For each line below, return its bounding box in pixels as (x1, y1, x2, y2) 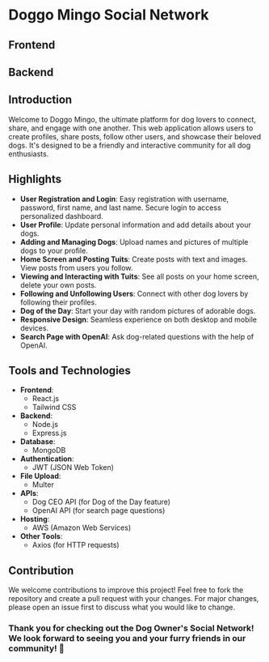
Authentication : (19, 454, 74, 463)
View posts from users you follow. (19, 263, 133, 272)
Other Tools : (19, 532, 63, 541)
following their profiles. (19, 297, 97, 307)
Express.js (32, 428, 67, 438)
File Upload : (19, 472, 61, 481)
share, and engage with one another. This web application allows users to (8, 123, 254, 133)
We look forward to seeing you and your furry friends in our (8, 633, 246, 644)
